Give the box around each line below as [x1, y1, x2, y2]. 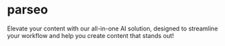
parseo [7, 2, 49, 18]
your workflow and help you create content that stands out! [7, 31, 174, 39]
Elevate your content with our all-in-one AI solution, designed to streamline [7, 24, 218, 32]
